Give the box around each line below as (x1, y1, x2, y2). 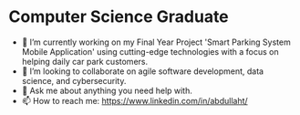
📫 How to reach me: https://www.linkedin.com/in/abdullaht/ (21, 95, 248, 106)
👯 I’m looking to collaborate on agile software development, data (21, 66, 264, 77)
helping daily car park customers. (21, 56, 148, 67)
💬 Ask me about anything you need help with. (21, 85, 193, 96)
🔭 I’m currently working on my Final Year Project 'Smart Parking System (21, 37, 291, 47)
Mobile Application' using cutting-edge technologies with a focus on (21, 46, 279, 57)
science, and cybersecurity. (21, 75, 127, 86)
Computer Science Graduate (8, 6, 229, 27)
